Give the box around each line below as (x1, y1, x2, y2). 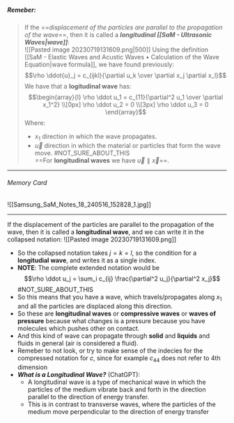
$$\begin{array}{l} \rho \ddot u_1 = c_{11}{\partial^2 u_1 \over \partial (28, 93, 224, 101)
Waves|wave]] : (24, 38, 70, 46)
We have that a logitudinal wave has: (24, 82, 132, 90)
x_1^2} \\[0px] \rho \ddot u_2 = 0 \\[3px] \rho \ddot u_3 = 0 (42, 100, 209, 108)
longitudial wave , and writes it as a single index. (17, 255, 157, 265)
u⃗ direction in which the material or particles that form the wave (34, 141, 221, 149)
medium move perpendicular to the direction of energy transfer (27, 407, 210, 415)
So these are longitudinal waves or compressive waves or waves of (17, 309, 216, 318)
